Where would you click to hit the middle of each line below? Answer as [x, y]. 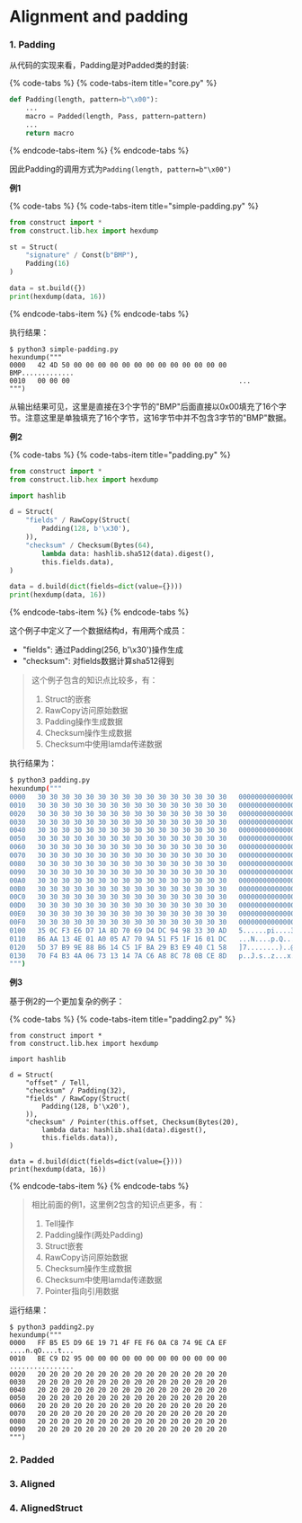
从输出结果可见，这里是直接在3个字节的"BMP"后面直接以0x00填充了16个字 [148, 406]
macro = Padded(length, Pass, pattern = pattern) [116, 117]
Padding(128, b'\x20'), [86, 1107]
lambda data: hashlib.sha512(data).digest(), [129, 553]
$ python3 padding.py [50, 780]
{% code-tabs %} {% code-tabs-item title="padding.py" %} [120, 455]
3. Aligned [32, 1484]
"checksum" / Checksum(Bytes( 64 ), [90, 545]
